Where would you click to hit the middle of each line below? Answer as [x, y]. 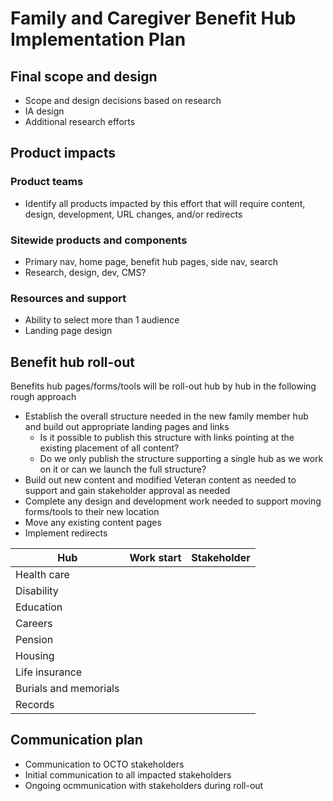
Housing [35, 656]
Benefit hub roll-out [72, 362]
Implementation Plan [98, 39]
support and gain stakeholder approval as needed [127, 491]
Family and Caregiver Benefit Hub [153, 18]
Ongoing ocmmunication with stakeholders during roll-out [144, 785]
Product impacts [63, 153]
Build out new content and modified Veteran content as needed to [160, 480]
